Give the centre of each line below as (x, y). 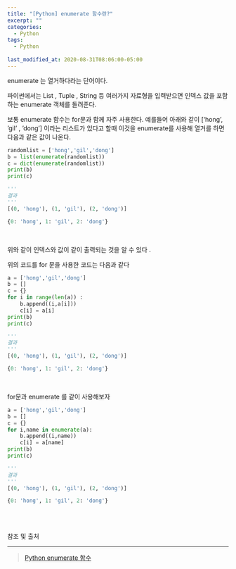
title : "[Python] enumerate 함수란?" (60, 14)
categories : (25, 27)
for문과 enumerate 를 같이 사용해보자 (59, 396)
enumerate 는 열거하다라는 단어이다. (58, 80)
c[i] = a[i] (37, 311)
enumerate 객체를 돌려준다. (58, 104)
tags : (15, 40)
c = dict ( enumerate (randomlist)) (56, 163)
